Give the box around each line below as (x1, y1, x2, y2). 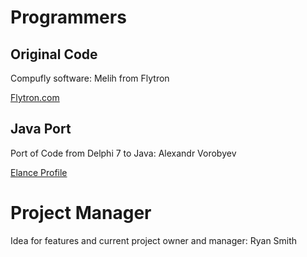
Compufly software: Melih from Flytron (10, 72, 170, 84)
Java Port (10, 121, 72, 138)
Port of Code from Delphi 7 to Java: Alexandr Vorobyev (10, 147, 237, 159)
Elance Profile (10, 166, 68, 178)
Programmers (10, 6, 127, 29)
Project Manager (10, 202, 152, 224)
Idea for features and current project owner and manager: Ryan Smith (10, 234, 298, 246)
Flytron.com (10, 92, 60, 103)
